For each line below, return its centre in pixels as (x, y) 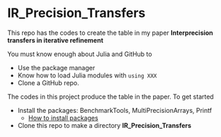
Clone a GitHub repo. (48, 82)
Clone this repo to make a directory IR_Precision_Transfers (104, 125)
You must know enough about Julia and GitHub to (80, 54)
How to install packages (63, 118)
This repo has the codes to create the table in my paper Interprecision (110, 33)
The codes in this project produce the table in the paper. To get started (110, 97)
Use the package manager (56, 67)
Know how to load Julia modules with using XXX (87, 75)
